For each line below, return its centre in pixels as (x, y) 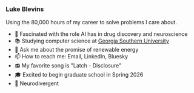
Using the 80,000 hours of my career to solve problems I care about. (91, 22)
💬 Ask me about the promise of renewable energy (76, 50)
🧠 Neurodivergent (36, 83)
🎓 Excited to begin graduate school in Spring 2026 (79, 75)
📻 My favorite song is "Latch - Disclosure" (68, 66)
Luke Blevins (25, 9)
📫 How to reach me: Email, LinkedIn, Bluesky (71, 57)
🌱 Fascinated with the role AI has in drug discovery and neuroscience (101, 34)
